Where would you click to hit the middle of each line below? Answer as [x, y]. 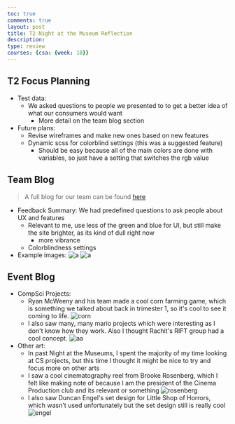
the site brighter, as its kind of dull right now [91, 233]
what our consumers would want [75, 113]
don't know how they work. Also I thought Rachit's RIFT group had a [126, 331]
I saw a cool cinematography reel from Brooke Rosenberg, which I [123, 376]
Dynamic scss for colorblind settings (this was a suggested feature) [125, 143]
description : [26, 40]
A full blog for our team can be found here [85, 196]
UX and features [41, 217]
